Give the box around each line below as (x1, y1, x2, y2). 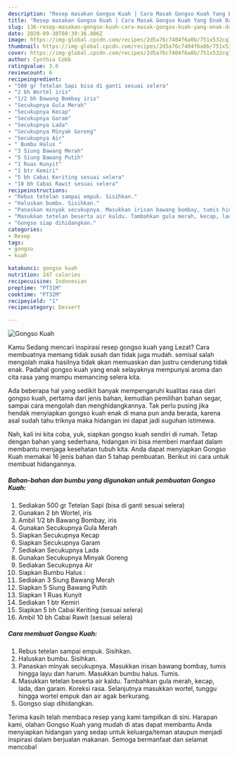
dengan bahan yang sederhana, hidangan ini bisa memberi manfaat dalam (8, 437, 223, 446)
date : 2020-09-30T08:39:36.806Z (8, 30, 103, 37)
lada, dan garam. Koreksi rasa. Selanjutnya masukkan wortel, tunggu (18, 685, 217, 693)
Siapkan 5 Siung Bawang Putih (18, 583, 108, 592)
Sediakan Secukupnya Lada (18, 546, 99, 555)
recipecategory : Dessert (8, 304, 81, 311)
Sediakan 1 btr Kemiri (18, 598, 79, 607)
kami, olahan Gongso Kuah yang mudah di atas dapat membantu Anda (8, 720, 212, 729)
